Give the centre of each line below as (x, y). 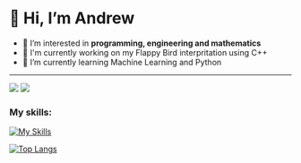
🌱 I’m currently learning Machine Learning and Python (122, 62)
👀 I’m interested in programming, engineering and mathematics (142, 43)
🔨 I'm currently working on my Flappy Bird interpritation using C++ (145, 52)
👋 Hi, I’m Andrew (72, 18)
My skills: (30, 112)
